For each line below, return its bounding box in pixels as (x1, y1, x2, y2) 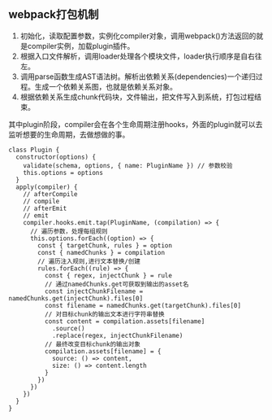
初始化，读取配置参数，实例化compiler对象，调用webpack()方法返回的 (19, 31, 257, 41)
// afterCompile (23, 190, 79, 198)
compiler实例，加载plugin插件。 (27, 41, 135, 50)
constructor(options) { (15, 153, 96, 161)
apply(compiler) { (15, 182, 79, 191)
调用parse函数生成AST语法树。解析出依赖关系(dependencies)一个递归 (19, 72, 256, 81)
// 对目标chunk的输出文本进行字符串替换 (44, 310, 165, 318)
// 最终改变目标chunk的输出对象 (44, 340, 140, 348)
